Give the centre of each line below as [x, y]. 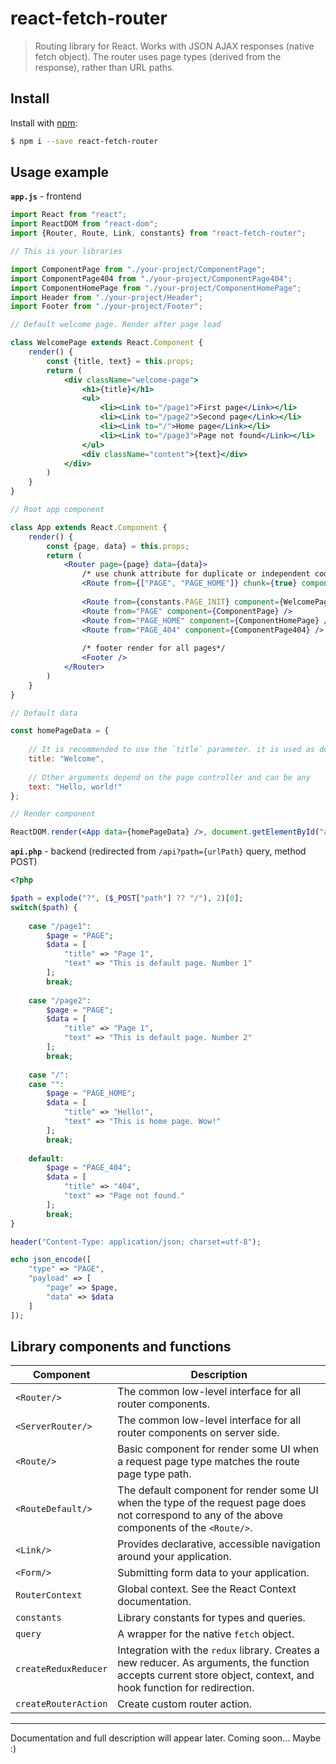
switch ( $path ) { [44, 907]
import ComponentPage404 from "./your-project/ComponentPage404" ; [151, 278]
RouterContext [49, 1595]
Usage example [60, 172]
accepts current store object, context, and [216, 1675]
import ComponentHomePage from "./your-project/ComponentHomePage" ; [156, 288]
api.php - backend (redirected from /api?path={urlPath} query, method [158, 851]
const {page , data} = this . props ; [118, 546]
